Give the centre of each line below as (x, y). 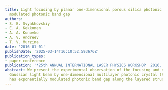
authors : (14, 19)
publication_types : (25, 56)
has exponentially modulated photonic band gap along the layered (80, 79)
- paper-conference (25, 61)
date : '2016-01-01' (25, 47)
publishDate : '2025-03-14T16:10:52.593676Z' (52, 51)
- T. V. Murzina (22, 42)
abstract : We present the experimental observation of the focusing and (82, 70)
